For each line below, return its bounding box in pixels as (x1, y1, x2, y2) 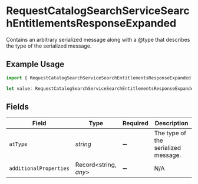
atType (9, 141, 28, 148)
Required (122, 119, 148, 128)
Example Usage (6, 59, 65, 69)
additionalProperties (9, 165, 70, 172)
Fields (6, 102, 29, 112)
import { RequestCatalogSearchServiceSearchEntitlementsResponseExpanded (6, 75, 192, 81)
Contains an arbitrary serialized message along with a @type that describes (6, 36, 190, 43)
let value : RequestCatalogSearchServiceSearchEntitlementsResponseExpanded (6, 85, 196, 92)
